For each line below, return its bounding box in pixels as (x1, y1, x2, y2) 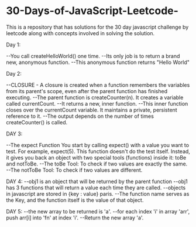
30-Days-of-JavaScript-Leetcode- (6, 4, 178, 18)
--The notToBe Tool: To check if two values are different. (6, 166, 143, 174)
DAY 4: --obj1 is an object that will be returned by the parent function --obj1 (6, 178, 188, 185)
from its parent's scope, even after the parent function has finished (6, 87, 168, 94)
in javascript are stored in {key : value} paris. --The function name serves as (6, 190, 190, 197)
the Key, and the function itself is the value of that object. (6, 196, 144, 204)
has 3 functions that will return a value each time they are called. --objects (6, 184, 186, 191)
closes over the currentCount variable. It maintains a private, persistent (6, 106, 177, 113)
